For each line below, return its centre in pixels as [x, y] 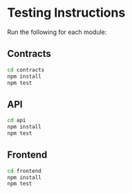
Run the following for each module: [57, 32]
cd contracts [26, 70]
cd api [17, 120]
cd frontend [24, 171]
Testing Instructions [66, 13]
